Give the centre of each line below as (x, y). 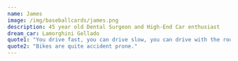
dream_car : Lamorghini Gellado (53, 33)
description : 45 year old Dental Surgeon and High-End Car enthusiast (114, 27)
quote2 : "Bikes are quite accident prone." (73, 46)
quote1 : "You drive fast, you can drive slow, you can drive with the (114, 40)
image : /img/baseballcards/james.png (63, 20)
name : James (25, 14)
